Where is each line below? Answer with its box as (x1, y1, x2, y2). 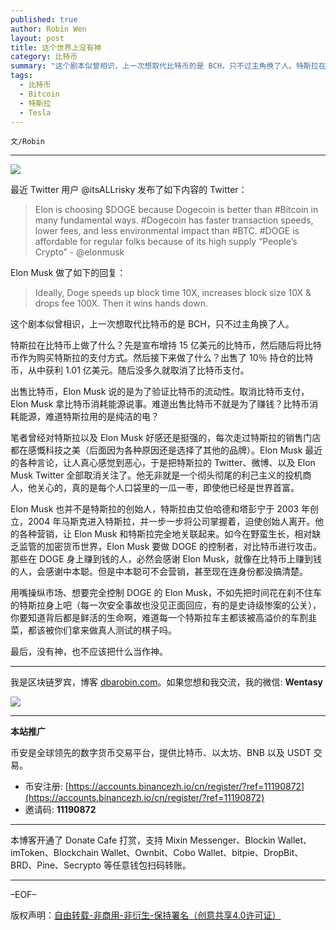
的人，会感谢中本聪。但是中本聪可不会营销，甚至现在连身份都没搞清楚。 (10, 566, 308, 578)
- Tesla (19, 107, 52, 118)
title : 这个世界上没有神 (10, 42, 102, 53)
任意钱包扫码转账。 (111, 859, 192, 871)
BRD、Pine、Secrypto (10, 859, 102, 871)
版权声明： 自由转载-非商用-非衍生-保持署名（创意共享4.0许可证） (10, 909, 282, 921)
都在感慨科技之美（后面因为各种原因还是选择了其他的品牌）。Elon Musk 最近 (10, 444, 323, 456)
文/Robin (10, 137, 45, 147)
